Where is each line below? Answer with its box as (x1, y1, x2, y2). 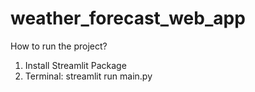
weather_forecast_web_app (10, 7, 246, 30)
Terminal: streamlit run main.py (24, 70, 153, 82)
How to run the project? (10, 40, 108, 52)
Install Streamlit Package (24, 59, 127, 71)
